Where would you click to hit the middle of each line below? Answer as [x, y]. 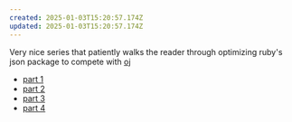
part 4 [34, 108]
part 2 [33, 89]
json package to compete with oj [70, 61]
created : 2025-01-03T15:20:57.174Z [76, 18]
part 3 [34, 98]
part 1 [33, 79]
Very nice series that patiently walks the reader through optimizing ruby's [146, 52]
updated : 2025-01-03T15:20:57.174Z [76, 26]
